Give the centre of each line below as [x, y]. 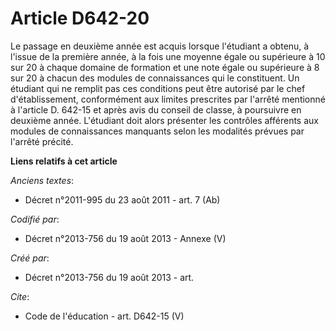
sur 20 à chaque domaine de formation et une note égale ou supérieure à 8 [165, 67]
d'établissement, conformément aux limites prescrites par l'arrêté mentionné [168, 99]
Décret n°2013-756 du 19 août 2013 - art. [109, 277]
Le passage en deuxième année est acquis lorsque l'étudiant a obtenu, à [160, 46]
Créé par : [30, 258]
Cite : [20, 296]
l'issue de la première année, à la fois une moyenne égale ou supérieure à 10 [168, 56]
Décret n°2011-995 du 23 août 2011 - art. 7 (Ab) [122, 199]
